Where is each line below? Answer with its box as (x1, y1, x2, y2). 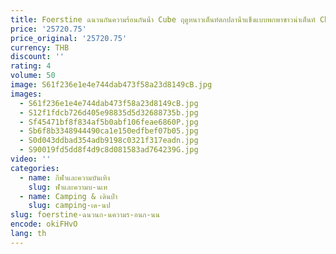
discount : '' (10, 52, 65, 62)
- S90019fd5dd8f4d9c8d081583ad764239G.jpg (19, 145, 199, 155)
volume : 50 (10, 71, 56, 81)
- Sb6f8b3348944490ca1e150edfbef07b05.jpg (19, 126, 199, 136)
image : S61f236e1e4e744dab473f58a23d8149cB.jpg (10, 80, 213, 90)
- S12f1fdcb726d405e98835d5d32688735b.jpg (19, 107, 199, 118)
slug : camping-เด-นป (28, 201, 111, 211)
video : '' (10, 154, 52, 164)
